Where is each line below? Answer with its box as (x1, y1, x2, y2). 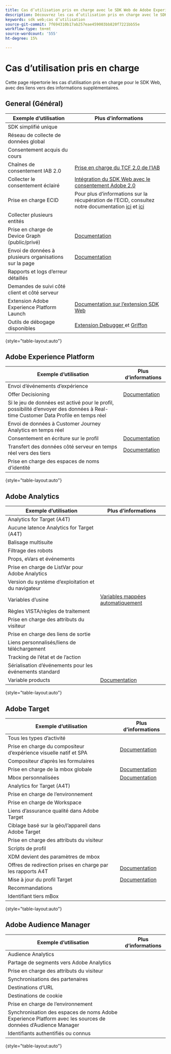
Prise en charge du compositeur (8, 743, 85, 750)
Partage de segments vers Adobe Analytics (8, 959, 111, 966)
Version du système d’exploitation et (8, 579, 95, 586)
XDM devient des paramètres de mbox (8, 853, 100, 860)
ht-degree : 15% (5, 36, 38, 41)
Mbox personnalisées (8, 774, 60, 781)
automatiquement (100, 599, 142, 607)
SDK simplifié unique (8, 123, 58, 130)
